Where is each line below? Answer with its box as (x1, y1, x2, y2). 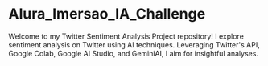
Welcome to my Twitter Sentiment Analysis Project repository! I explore (8, 31, 244, 41)
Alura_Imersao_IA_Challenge (8, 5, 206, 23)
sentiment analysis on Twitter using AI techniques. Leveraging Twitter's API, (8, 39, 260, 49)
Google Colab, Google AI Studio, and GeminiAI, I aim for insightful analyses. (8, 48, 259, 58)
